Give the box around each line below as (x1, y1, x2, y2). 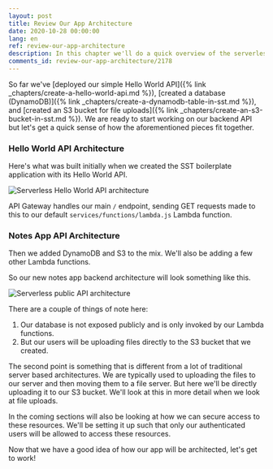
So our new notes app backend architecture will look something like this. (8, 273, 251, 282)
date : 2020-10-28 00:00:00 (8, 27, 100, 35)
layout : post (8, 11, 53, 20)
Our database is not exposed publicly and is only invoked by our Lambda (19, 320, 264, 329)
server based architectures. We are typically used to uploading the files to (8, 370, 256, 380)
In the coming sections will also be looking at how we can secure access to (8, 411, 260, 422)
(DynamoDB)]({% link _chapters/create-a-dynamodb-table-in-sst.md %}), (8, 97, 257, 106)
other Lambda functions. (8, 257, 91, 267)
